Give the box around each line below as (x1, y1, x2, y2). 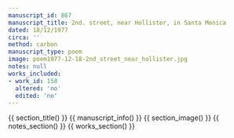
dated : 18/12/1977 (8, 26, 68, 34)
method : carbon (8, 41, 58, 49)
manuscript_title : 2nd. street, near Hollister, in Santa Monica (8, 19, 226, 27)
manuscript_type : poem (8, 48, 82, 56)
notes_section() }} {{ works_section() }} (8, 122, 135, 131)
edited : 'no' (15, 92, 58, 100)
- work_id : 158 (8, 77, 58, 85)
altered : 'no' (15, 84, 61, 93)
